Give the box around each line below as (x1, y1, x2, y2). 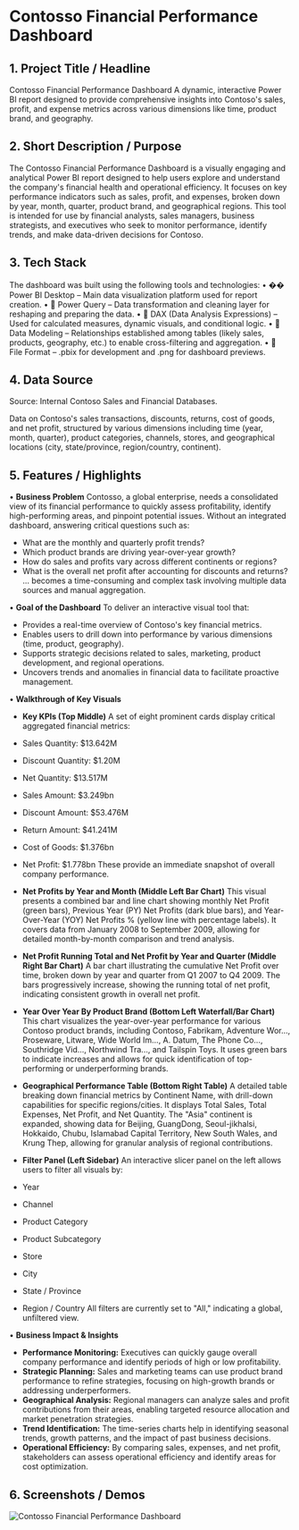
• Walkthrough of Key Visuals (9, 694, 122, 705)
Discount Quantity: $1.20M (21, 756, 120, 766)
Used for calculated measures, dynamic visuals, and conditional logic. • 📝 (9, 317, 281, 328)
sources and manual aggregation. (21, 585, 146, 596)
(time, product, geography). (21, 638, 125, 649)
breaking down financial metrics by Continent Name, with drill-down (21, 1090, 274, 1101)
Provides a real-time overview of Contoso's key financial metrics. (21, 620, 262, 630)
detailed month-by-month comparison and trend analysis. (21, 934, 235, 944)
